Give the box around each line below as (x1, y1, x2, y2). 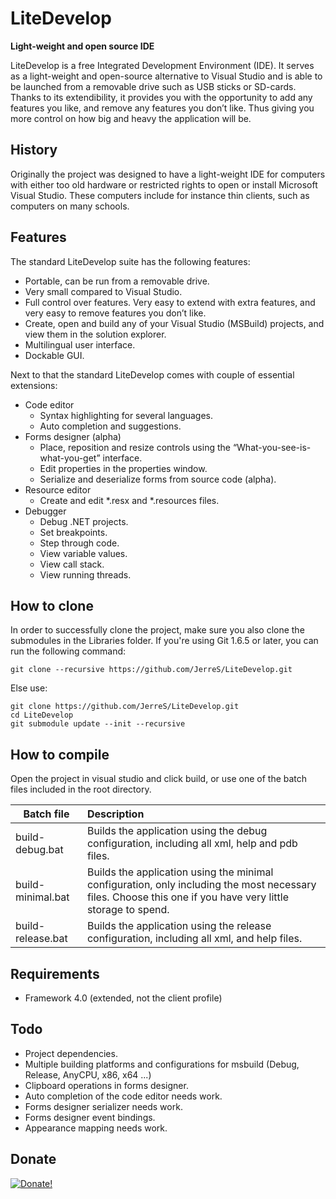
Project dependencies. (24, 1047, 118, 1059)
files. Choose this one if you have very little (86, 890, 289, 904)
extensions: (10, 379, 58, 391)
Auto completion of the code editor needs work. (24, 1090, 223, 1102)
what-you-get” (39, 452, 101, 464)
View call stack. (39, 558, 105, 570)
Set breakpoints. (39, 526, 108, 538)
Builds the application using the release (86, 919, 272, 933)
